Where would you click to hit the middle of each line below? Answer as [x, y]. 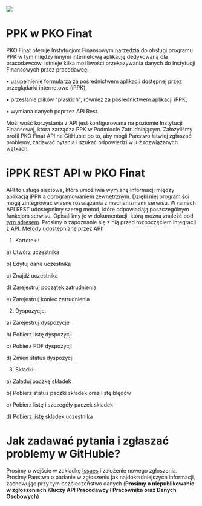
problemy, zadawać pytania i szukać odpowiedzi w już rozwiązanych [92, 142]
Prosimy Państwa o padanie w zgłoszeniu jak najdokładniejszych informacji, [101, 477]
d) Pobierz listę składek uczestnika [50, 416]
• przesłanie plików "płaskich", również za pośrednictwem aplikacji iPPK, [97, 99]
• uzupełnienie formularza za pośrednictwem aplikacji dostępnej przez [94, 81]
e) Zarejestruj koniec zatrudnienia [48, 299]
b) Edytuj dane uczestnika [39, 264]
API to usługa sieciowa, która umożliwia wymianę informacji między [90, 190]
